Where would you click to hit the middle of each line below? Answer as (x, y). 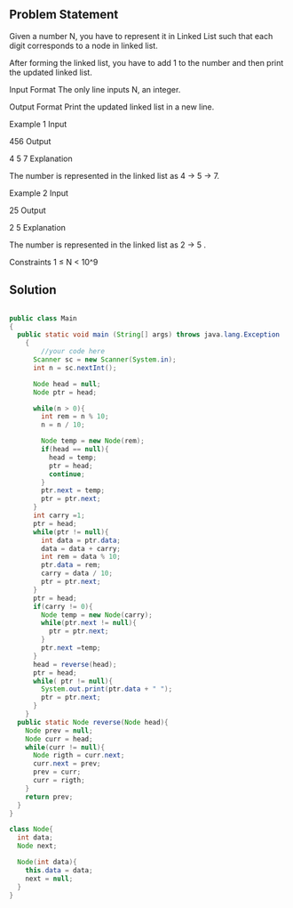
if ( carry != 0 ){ (63, 606)
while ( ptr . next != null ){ (89, 623)
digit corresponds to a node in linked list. (83, 45)
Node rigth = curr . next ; (79, 756)
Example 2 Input (39, 193)
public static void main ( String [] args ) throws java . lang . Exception (148, 335)
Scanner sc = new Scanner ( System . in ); (104, 360)
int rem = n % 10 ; (75, 417)
